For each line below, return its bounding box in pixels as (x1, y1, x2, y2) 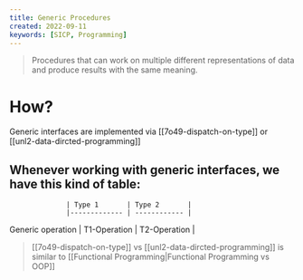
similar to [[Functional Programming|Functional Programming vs (31, 251, 270, 263)
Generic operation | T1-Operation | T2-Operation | (9, 224, 195, 236)
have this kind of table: (9, 176, 141, 191)
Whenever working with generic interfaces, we (9, 162, 280, 178)
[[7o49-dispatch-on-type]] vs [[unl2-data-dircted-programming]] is (31, 242, 285, 253)
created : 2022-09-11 (9, 22, 88, 31)
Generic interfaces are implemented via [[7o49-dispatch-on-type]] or (9, 126, 269, 137)
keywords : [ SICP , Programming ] (9, 30, 128, 39)
